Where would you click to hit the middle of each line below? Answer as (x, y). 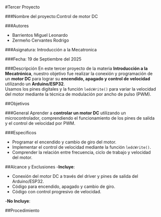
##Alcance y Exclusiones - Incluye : (40, 167)
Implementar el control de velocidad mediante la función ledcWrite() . (81, 147)
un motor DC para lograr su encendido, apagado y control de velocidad (78, 79)
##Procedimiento (22, 210)
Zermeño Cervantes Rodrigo (40, 40)
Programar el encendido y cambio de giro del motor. (64, 142)
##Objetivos (17, 103)
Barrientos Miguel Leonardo (40, 35)
